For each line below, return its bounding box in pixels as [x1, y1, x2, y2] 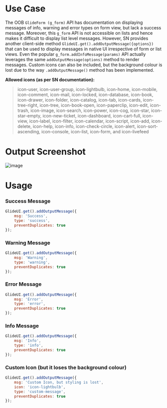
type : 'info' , [14, 343, 43, 348]
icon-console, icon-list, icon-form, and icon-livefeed [41, 128, 149, 134]
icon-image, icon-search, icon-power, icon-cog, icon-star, [30, 107, 151, 113]
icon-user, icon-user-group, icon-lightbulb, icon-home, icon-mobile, [17, 86, 158, 92]
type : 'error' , [14, 302, 46, 306]
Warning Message [5, 239, 51, 246]
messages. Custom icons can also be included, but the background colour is [5, 62, 163, 68]
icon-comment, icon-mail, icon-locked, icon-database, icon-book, [17, 92, 154, 98]
